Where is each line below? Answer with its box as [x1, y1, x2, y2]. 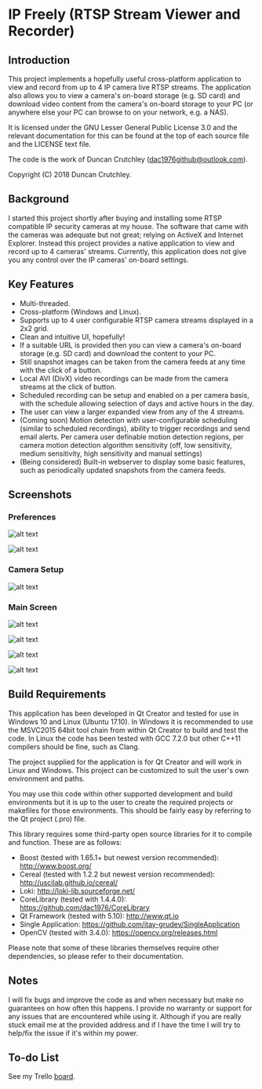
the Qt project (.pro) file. [8, 814, 86, 823]
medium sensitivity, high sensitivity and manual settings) [19, 449, 202, 458]
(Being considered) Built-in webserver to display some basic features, [19, 457, 246, 466]
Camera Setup [8, 564, 64, 575]
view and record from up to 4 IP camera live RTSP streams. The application [8, 82, 251, 92]
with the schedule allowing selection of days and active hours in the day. [19, 399, 255, 408]
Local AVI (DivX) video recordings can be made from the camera [19, 373, 229, 383]
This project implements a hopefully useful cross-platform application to [8, 75, 242, 83]
